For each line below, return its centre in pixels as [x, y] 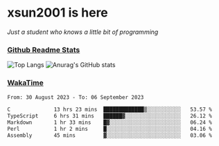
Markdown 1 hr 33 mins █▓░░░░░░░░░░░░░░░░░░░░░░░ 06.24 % [110, 122]
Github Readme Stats [44, 50]
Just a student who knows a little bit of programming [83, 32]
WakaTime [25, 83]
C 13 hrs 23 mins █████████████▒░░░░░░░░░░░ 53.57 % [110, 110]
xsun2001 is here [58, 13]
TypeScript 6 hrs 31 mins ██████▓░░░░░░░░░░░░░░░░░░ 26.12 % [110, 116]
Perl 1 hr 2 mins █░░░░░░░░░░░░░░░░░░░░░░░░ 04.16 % [110, 129]
